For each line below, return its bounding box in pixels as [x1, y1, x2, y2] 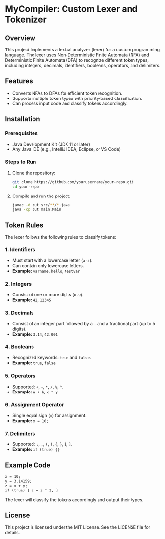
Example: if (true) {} [12, 446, 60, 452]
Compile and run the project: [12, 193, 70, 199]
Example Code [5, 461, 51, 469]
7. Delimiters [5, 430, 35, 437]
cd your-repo [12, 184, 39, 189]
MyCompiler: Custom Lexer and [5, 3, 138, 15]
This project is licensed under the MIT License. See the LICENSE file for [5, 524, 151, 530]
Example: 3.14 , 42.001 [12, 331, 58, 337]
